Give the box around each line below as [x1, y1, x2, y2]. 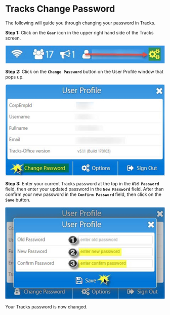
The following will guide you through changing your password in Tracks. [5, 20, 156, 26]
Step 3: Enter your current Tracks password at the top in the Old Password [5, 180, 159, 186]
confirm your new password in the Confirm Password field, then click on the [5, 191, 162, 198]
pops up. [5, 74, 24, 80]
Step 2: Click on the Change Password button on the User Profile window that [5, 69, 163, 75]
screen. [5, 35, 21, 41]
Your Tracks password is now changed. [5, 303, 88, 309]
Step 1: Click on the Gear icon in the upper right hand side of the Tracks [5, 29, 154, 35]
